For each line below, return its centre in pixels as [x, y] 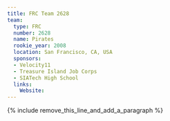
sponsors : [27, 59]
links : [23, 84]
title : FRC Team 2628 [38, 13]
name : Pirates [34, 39]
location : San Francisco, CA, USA [63, 53]
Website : [32, 91]
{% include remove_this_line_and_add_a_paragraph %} [85, 111]
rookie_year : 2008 [40, 46]
